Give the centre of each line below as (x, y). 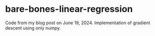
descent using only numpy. (33, 28)
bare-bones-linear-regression (69, 9)
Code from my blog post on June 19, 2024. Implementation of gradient (78, 23)
